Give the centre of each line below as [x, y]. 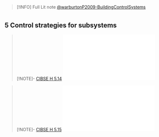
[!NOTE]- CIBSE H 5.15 [39, 129]
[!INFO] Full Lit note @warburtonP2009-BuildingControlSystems [81, 7]
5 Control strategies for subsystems [61, 26]
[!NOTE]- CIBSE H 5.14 [39, 78]
